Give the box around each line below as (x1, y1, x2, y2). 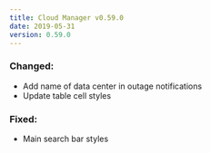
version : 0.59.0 (9, 30, 71, 39)
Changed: (9, 60, 55, 72)
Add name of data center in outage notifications (22, 81, 203, 91)
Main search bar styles (22, 133, 109, 144)
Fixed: (9, 112, 38, 125)
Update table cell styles (22, 90, 112, 100)
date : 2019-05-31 (9, 22, 75, 31)
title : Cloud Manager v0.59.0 (9, 13, 125, 23)
